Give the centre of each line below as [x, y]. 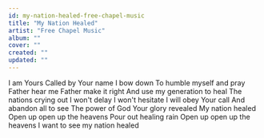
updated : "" [28, 61]
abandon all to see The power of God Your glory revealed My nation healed [132, 108]
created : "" [28, 53]
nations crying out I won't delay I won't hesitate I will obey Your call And [127, 100]
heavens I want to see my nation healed [74, 125]
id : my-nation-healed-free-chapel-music [77, 16]
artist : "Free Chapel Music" [57, 30]
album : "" [25, 38]
